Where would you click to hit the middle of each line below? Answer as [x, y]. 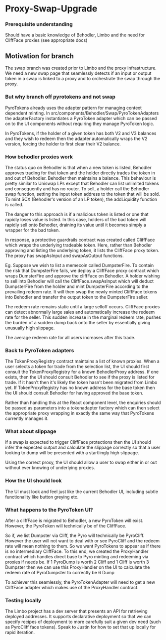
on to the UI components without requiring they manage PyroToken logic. [80, 124]
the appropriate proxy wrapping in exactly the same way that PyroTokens [80, 413]
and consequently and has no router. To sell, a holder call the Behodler [77, 189]
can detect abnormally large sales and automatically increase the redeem [80, 312]
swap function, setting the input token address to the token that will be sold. [83, 194]
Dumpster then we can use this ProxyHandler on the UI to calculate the [78, 567]
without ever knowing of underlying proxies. [50, 468]
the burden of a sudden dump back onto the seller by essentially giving [78, 322]
